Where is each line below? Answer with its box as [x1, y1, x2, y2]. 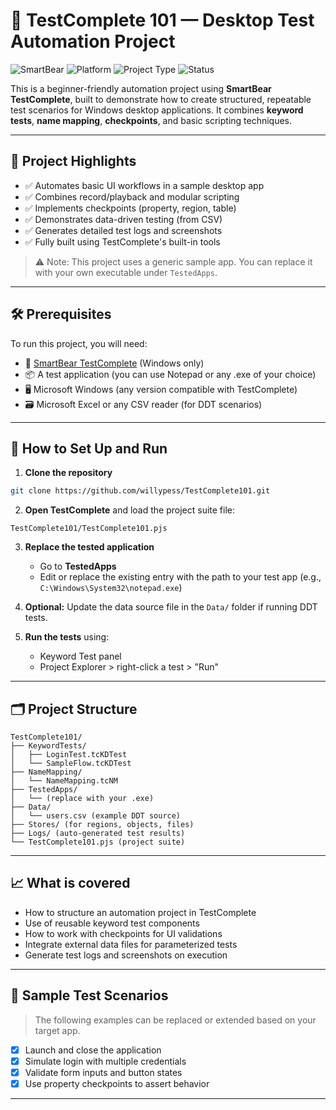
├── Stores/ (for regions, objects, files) [10, 820, 195, 830]
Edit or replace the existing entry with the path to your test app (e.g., [39, 571, 322, 583]
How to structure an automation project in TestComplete [24, 906, 257, 918]
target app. [34, 1024, 81, 1036]
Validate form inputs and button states [24, 1066, 183, 1078]
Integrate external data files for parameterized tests [24, 938, 238, 950]
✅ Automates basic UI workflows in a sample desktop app [24, 179, 265, 191]
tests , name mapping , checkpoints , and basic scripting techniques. [10, 114, 293, 126]
